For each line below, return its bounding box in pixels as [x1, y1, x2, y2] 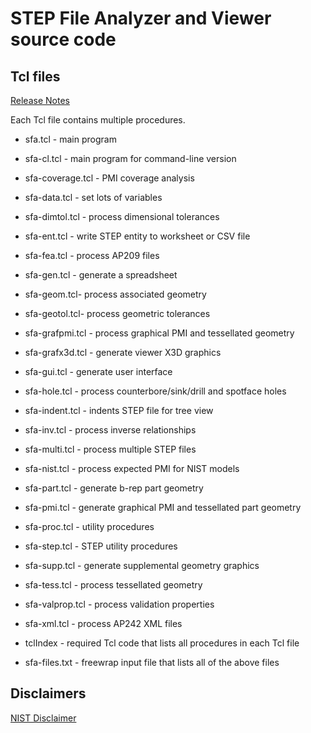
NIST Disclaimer [10, 712, 77, 724]
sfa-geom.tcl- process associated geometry [24, 288, 207, 300]
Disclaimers [10, 685, 87, 702]
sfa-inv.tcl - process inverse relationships [24, 424, 197, 436]
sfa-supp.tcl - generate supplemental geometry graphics [24, 560, 260, 571]
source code [10, 28, 117, 51]
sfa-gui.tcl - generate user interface [24, 366, 173, 377]
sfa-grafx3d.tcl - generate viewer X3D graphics [24, 347, 222, 358]
